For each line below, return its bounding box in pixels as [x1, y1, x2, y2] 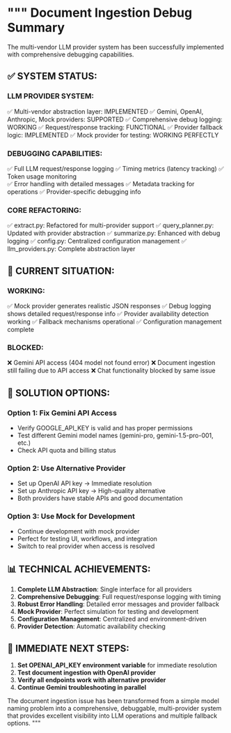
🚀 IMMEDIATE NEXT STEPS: [7, 642, 130, 654]
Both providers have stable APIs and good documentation [17, 494, 183, 503]
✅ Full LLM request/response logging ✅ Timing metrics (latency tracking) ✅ [7, 164, 224, 172]
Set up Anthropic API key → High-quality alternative [17, 487, 166, 495]
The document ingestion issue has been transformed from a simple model [7, 697, 219, 705]
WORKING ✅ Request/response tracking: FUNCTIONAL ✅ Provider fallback [7, 123, 223, 131]
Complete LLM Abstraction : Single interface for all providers [17, 585, 193, 594]
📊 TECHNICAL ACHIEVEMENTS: [7, 563, 151, 575]
